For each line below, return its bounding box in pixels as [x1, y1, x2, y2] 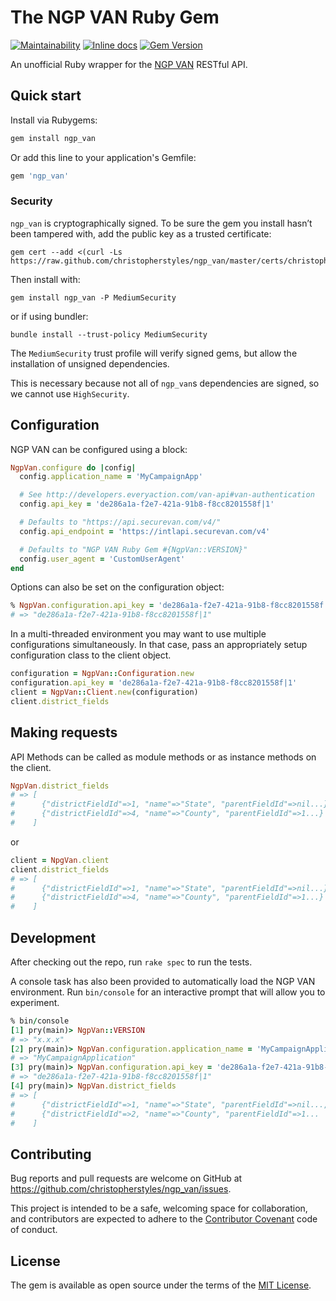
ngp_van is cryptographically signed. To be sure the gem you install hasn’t [10, 217, 313, 229]
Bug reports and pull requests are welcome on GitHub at [10, 1172, 243, 1185]
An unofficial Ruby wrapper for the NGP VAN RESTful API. [10, 58, 248, 70]
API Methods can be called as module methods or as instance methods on [10, 751, 317, 763]
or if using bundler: [10, 310, 89, 322]
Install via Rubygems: [10, 114, 98, 126]
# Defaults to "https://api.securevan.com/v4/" [19, 517, 222, 528]
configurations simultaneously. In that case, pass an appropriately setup [10, 639, 308, 651]
